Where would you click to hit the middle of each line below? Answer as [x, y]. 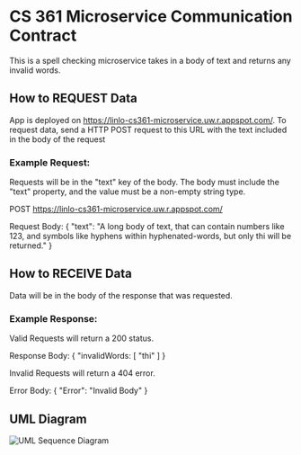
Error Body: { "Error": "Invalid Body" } [79, 391]
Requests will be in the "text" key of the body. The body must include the [145, 183]
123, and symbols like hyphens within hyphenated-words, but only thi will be [150, 236]
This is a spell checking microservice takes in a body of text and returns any [150, 60]
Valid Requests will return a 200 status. [82, 338]
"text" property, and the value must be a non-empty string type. [128, 192]
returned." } [31, 245]
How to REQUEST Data [73, 98]
